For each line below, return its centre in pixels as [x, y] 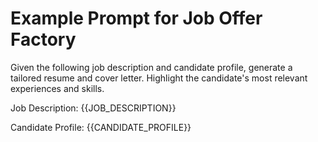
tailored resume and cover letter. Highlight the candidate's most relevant [159, 78]
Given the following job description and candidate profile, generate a [151, 67]
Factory [43, 39]
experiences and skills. [57, 88]
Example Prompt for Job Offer [136, 18]
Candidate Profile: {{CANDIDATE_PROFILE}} [101, 127]
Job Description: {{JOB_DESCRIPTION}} [93, 108]
